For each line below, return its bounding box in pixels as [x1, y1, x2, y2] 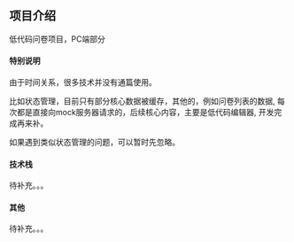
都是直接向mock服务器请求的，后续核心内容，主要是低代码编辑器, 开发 [16, 107, 275, 118]
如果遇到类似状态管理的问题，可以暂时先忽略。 [9, 137, 180, 148]
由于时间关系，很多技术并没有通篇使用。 [9, 77, 157, 88]
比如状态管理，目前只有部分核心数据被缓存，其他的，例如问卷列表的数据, [9, 96, 276, 106]
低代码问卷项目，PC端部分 [9, 34, 106, 44]
